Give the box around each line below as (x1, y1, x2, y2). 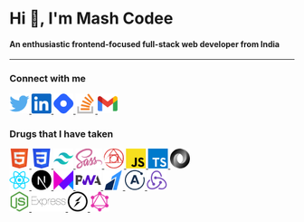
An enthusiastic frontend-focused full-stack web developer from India (9, 38, 280, 49)
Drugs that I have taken (9, 127, 114, 140)
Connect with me (9, 72, 86, 85)
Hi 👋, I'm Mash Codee (9, 8, 174, 29)
